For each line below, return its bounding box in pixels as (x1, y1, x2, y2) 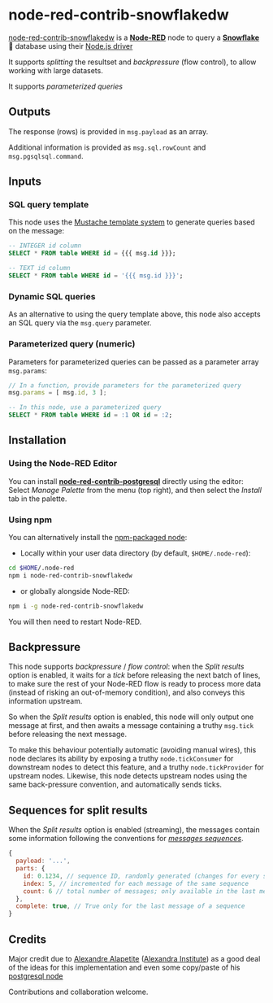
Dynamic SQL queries (8, 290, 96, 302)
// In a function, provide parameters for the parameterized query (8, 381, 242, 390)
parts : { (15, 865, 45, 873)
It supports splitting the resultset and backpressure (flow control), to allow (8, 57, 257, 67)
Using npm (8, 514, 53, 525)
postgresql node (8, 970, 63, 981)
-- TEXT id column (8, 264, 71, 273)
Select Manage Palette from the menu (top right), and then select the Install (8, 485, 262, 495)
